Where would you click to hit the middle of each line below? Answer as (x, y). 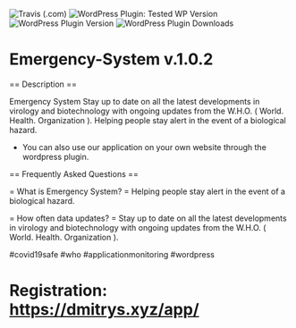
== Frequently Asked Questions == (74, 173)
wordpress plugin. (55, 156)
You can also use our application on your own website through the (144, 147)
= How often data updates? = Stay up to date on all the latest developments (148, 218)
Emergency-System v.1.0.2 (111, 59)
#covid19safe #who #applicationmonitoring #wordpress (112, 254)
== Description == (43, 84)
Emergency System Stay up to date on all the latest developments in (135, 101)
